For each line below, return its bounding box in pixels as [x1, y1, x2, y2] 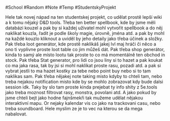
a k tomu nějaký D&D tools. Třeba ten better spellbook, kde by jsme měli [5, 20, 156, 25]
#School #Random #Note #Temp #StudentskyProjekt [5, 5, 116, 10]
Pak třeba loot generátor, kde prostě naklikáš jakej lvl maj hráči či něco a [5, 41, 156, 47]
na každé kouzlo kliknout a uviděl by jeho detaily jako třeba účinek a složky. [5, 35, 163, 42]
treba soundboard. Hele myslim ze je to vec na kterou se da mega [5, 106, 143, 111]
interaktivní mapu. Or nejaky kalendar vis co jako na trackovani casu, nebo [5, 100, 161, 106]
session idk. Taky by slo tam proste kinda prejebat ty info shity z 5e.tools [5, 84, 157, 90]
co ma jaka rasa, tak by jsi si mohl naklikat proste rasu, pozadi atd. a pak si [5, 63, 161, 68]
